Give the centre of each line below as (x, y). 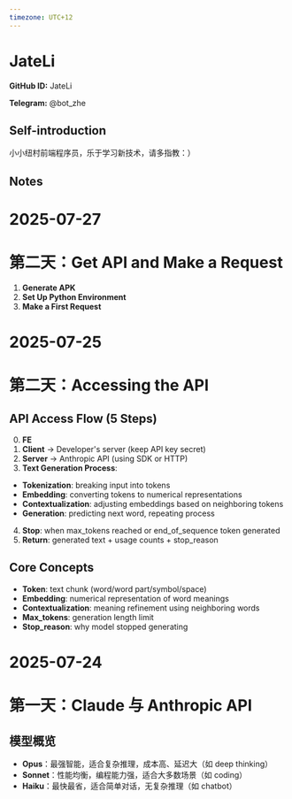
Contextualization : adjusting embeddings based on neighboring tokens (153, 504)
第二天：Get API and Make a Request (146, 263)
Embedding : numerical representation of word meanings (126, 598)
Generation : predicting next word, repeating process (118, 513)
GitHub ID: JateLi (41, 86)
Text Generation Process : (69, 468)
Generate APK (49, 288)
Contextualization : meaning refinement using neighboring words (141, 608)
